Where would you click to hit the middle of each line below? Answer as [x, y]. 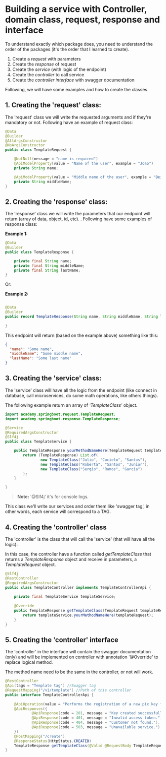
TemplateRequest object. [31, 565]
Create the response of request [44, 64]
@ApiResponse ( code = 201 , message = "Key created [83, 713]
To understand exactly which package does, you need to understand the [79, 44]
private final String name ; [43, 261]
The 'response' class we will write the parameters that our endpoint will [78, 214]
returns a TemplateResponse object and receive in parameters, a [71, 559]
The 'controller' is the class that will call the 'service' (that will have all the [80, 539]
